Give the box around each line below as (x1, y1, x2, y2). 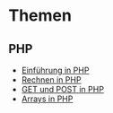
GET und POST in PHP (21, 84, 105, 94)
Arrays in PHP (21, 93, 74, 104)
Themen (8, 5, 73, 26)
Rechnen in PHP (21, 74, 82, 85)
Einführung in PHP (21, 65, 90, 75)
